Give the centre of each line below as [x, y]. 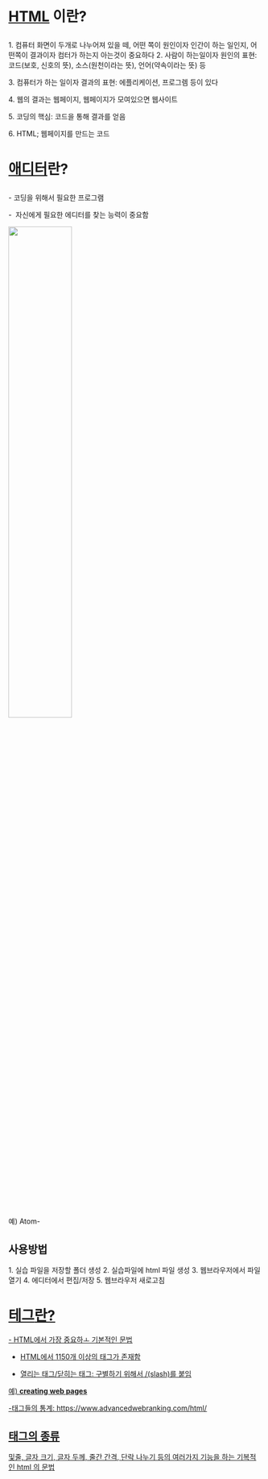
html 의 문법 [35, 1467]
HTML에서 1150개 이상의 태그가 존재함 [80, 1357]
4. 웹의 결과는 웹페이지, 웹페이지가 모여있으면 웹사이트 [93, 100]
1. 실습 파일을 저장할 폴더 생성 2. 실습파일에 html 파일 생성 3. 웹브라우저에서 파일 [134, 1270]
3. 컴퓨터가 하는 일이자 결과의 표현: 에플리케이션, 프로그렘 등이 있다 [113, 82]
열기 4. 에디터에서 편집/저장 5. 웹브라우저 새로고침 [87, 1280]
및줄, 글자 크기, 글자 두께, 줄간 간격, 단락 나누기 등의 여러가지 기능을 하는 [122, 1456]
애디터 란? [38, 169]
